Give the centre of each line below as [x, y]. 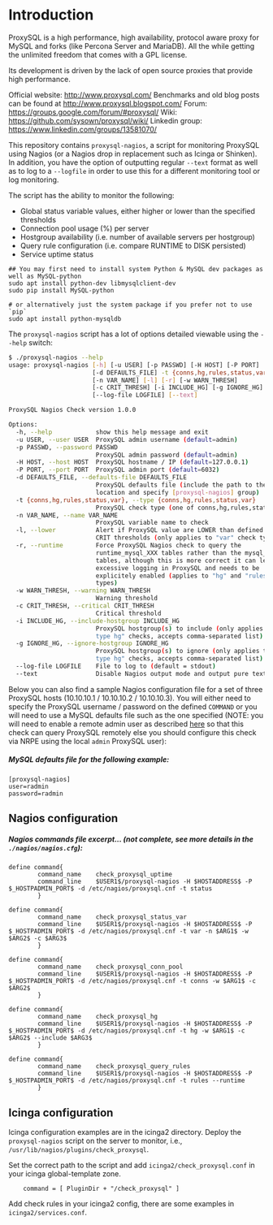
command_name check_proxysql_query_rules [114, 1067]
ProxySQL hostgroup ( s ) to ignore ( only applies [178, 651]
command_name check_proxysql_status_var [112, 917]
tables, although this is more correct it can [175, 561]
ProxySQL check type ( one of [145, 508]
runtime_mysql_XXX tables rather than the [169, 553]
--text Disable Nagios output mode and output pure [132, 673]
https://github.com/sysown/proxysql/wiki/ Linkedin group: [106, 120]
